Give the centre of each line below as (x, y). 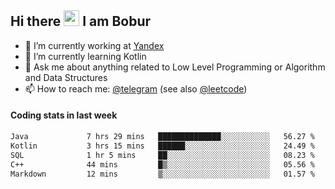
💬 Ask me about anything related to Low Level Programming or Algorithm (175, 67)
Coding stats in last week (64, 115)
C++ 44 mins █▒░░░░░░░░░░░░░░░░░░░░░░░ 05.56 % (162, 164)
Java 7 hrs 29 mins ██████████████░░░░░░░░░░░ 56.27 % (162, 137)
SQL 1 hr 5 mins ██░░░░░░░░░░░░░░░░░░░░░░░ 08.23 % (162, 155)
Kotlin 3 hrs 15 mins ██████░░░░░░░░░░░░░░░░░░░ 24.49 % (162, 146)
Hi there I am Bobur (81, 21)
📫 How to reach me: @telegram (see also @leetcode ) (136, 88)
